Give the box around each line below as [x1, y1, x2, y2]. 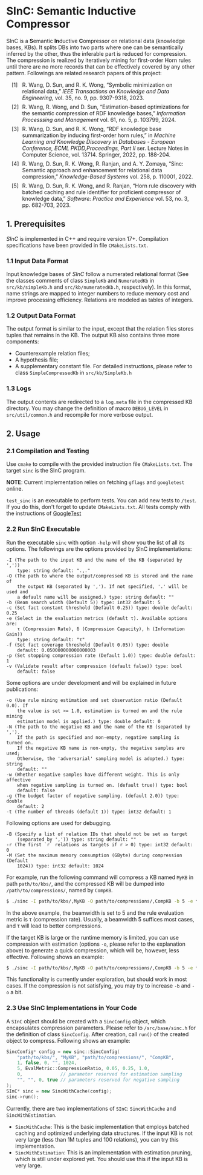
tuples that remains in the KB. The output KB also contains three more [6, 332, 180, 339]
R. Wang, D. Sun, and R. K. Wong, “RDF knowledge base [22, 125, 162, 132]
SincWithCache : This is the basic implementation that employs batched [14, 1123, 190, 1130]
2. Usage [6, 429, 40, 439]
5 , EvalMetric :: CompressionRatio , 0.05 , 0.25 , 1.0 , [17, 1066, 150, 1072]
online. [6, 485, 23, 493]
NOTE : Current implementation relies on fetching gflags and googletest [6, 479, 185, 486]
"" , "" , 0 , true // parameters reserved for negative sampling [17, 1077, 180, 1083]
